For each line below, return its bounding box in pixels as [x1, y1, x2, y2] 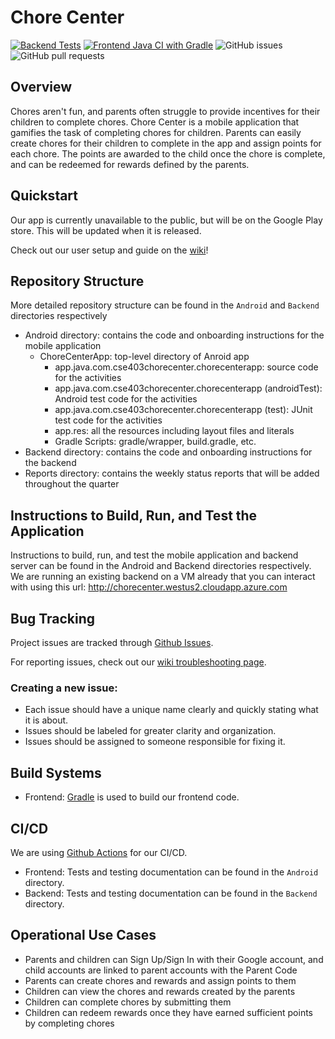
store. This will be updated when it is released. [10, 224, 202, 236]
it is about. [24, 714, 69, 726]
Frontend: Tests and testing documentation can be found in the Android [24, 866, 319, 878]
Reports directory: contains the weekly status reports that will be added [24, 467, 320, 480]
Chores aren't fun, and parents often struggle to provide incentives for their [10, 105, 321, 117]
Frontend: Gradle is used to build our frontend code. [24, 791, 240, 803]
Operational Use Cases [10, 927, 157, 944]
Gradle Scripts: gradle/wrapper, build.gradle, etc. [54, 436, 257, 448]
